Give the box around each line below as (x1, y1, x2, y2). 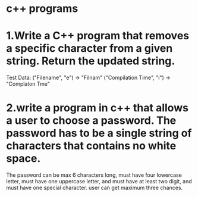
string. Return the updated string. (6, 54, 175, 68)
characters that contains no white (6, 139, 177, 153)
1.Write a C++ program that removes (6, 29, 190, 43)
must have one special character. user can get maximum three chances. (6, 184, 183, 192)
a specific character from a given (6, 42, 173, 55)
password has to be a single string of (6, 127, 192, 140)
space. (6, 152, 41, 165)
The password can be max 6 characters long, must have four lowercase (6, 171, 183, 179)
